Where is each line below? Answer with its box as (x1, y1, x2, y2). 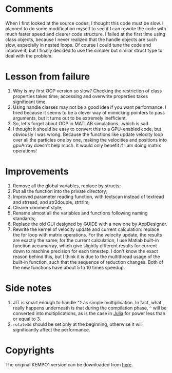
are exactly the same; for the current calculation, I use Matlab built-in (12, 237, 159, 243)
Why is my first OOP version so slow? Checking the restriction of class (12, 88, 162, 94)
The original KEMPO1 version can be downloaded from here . (5, 361, 133, 367)
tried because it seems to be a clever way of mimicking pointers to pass (12, 109, 165, 115)
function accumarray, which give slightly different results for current (12, 242, 157, 249)
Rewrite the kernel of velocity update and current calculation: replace (12, 226, 160, 232)
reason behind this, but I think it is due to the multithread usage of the (12, 253, 160, 260)
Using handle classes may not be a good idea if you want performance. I (12, 104, 167, 110)
